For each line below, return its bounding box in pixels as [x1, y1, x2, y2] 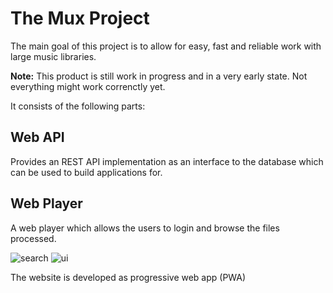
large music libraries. [10, 50, 97, 62]
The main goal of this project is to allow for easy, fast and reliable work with [10, 40, 322, 52]
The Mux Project [10, 7, 150, 30]
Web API [10, 129, 65, 146]
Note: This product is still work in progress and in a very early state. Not [10, 70, 308, 82]
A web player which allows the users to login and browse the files [10, 222, 280, 234]
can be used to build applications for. [10, 166, 163, 178]
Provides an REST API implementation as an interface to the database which [10, 155, 324, 167]
